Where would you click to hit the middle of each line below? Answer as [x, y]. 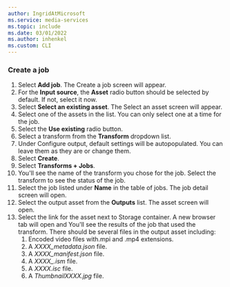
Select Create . [38, 158]
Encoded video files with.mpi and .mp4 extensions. [101, 239]
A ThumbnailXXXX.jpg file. [66, 276]
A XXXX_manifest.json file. [66, 254]
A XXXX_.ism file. [53, 261]
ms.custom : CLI [30, 46]
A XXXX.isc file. [50, 269]
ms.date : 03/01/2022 [38, 33]
